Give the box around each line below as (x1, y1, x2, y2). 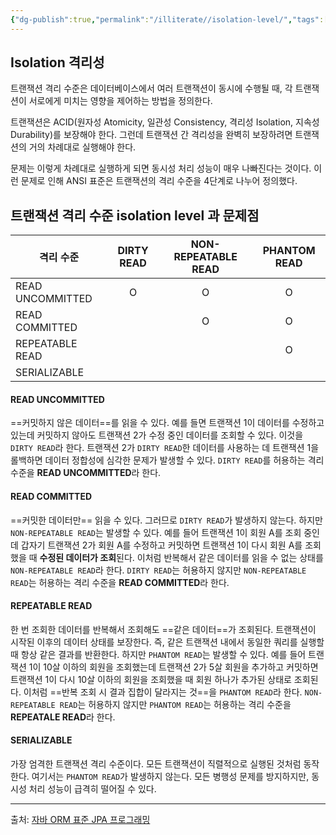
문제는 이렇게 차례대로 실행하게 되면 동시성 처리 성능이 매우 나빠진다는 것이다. (10, 162, 312, 175)
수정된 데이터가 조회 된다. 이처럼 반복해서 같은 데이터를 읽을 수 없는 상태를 (39, 551, 324, 563)
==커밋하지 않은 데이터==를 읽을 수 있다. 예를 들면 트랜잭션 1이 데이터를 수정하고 (10, 417, 325, 429)
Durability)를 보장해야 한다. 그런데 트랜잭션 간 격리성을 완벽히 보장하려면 (10, 129, 293, 141)
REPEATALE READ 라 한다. (10, 711, 116, 723)
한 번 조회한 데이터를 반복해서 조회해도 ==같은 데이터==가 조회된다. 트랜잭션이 (10, 623, 317, 635)
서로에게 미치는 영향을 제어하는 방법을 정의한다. (28, 95, 213, 107)
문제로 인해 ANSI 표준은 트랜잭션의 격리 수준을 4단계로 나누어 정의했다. (20, 175, 298, 187)
